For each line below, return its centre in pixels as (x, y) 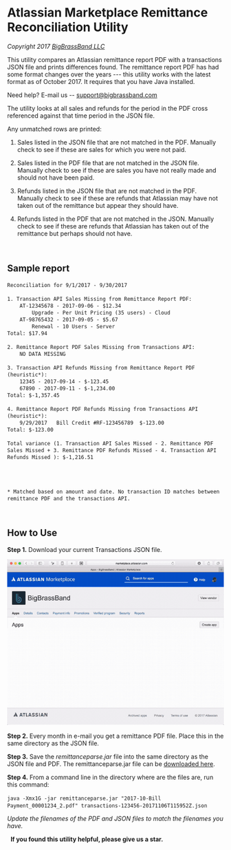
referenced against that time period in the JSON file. (81, 116)
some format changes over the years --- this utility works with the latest (109, 74)
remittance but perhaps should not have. (75, 233)
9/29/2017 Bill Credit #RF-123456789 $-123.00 (92, 423)
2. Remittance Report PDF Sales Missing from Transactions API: (101, 347)
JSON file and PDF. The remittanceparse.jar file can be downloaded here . (111, 764)
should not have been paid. (56, 178)
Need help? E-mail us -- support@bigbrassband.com (82, 95)
